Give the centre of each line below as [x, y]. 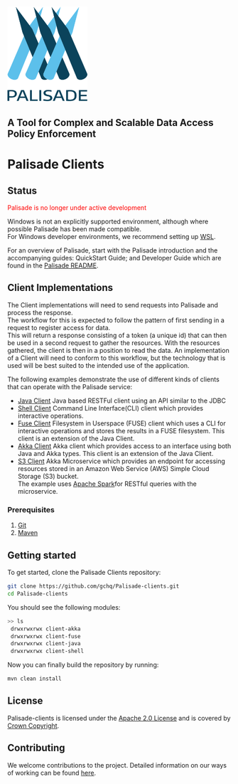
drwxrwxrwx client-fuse [45, 636]
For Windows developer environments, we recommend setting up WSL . [112, 237]
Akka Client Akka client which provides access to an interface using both [124, 446]
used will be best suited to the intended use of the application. [98, 365]
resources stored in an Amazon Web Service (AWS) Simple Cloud [113, 468]
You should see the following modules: [64, 607]
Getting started [42, 555]
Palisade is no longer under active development [77, 208]
